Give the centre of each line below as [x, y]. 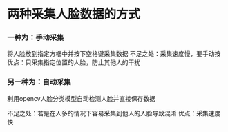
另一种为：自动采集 [39, 82]
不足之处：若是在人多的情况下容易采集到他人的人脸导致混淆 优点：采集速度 [114, 113]
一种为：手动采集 [36, 37]
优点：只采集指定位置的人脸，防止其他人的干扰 [74, 62]
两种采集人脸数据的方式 [74, 14]
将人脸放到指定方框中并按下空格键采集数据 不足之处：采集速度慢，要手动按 [114, 54]
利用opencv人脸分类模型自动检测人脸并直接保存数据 [81, 98]
